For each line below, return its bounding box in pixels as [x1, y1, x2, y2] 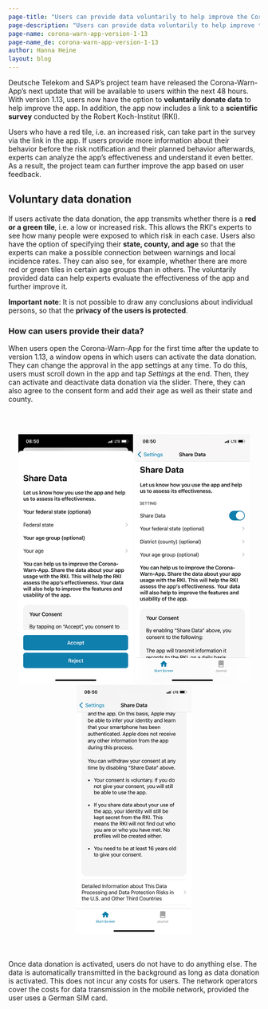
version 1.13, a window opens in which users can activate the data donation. [8, 352, 257, 362]
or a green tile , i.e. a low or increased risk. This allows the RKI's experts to [8, 222, 253, 231]
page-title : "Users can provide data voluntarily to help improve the [8, 13, 248, 21]
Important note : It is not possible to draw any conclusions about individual [8, 297, 254, 306]
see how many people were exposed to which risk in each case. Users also [8, 231, 255, 240]
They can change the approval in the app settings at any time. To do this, [8, 361, 248, 370]
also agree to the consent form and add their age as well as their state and [8, 386, 253, 396]
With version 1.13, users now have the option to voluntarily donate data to [8, 95, 251, 104]
